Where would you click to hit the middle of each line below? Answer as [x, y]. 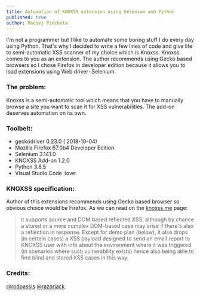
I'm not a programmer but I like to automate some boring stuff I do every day [100, 40]
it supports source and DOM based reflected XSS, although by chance [107, 219]
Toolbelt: [19, 128]
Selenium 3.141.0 [35, 154]
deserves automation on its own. [46, 113]
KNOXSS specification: [40, 188]
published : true [26, 17]
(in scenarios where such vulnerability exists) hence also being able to [107, 251]
